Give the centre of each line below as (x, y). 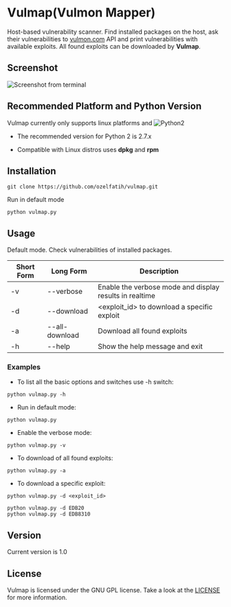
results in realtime (127, 296)
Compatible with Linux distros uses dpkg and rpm (88, 149)
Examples (24, 368)
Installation (32, 171)
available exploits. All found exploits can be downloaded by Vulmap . (104, 46)
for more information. (37, 597)
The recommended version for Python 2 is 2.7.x (84, 136)
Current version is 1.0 (37, 552)
